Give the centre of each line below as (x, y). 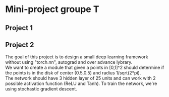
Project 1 (19, 28)
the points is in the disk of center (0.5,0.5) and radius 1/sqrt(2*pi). (73, 73)
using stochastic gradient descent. (41, 89)
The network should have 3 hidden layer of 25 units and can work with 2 (80, 78)
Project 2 (20, 44)
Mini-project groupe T (52, 9)
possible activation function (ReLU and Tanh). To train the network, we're (81, 83)
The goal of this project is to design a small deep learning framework (77, 57)
